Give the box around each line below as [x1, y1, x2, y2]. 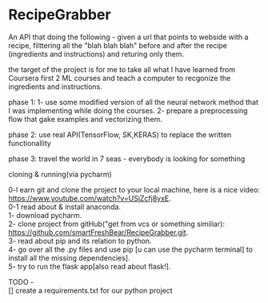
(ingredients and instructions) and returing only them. [8, 49, 185, 59]
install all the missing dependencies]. [8, 252, 130, 262]
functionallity [8, 138, 52, 147]
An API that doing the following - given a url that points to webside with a [8, 32, 249, 42]
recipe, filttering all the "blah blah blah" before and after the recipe [8, 40, 228, 50]
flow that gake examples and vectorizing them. [8, 114, 162, 123]
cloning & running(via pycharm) [8, 169, 112, 179]
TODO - [8, 277, 34, 286]
